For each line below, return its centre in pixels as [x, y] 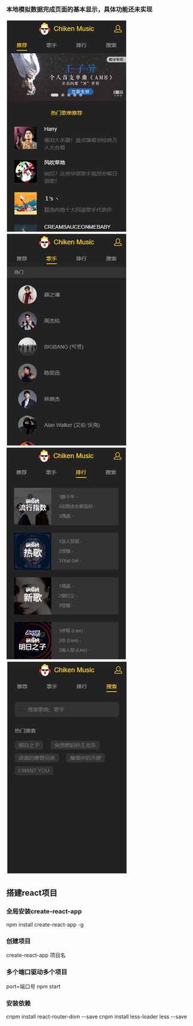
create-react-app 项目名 [36, 955]
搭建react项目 [32, 893]
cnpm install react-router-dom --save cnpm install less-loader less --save [97, 1016]
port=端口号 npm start [33, 986]
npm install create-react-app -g [45, 924]
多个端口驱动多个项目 [37, 972]
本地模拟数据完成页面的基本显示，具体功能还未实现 [80, 9]
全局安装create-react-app [44, 911]
